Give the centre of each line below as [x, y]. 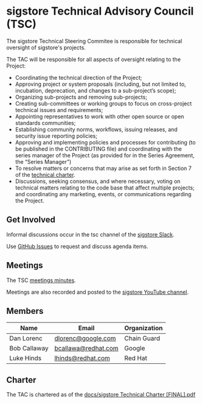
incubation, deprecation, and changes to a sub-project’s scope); [96, 90]
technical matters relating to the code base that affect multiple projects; [105, 188]
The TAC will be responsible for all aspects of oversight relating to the [94, 59]
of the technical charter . [45, 174]
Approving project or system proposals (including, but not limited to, [101, 84]
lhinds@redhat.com [82, 358]
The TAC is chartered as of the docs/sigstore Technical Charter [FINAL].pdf [101, 395]
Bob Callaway [29, 349]
